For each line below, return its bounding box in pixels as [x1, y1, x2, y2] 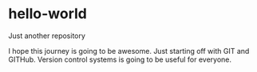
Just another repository [8, 31, 86, 40]
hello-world [8, 5, 88, 23]
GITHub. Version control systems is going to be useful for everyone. [8, 55, 231, 64]
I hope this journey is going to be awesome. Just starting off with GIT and [8, 46, 250, 55]
